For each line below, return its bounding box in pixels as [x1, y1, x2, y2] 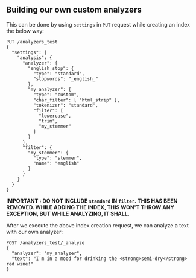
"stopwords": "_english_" [33, 75, 98, 82]
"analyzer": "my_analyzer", [11, 250, 83, 256]
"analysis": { [17, 54, 52, 61]
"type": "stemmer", [33, 155, 83, 161]
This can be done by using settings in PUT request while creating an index [6, 21, 190, 28]
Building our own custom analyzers [6, 5, 142, 15]
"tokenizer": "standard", [33, 102, 98, 108]
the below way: [6, 27, 44, 34]
